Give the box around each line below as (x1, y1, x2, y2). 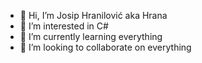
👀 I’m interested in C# (19, 20, 109, 32)
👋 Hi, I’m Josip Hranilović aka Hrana (19, 10, 168, 21)
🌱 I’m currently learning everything (19, 31, 163, 42)
